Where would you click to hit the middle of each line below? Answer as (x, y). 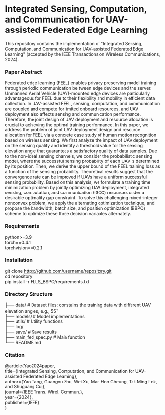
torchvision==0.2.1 (24, 248)
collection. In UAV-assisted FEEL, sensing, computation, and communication (82, 104)
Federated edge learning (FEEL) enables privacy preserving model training (81, 83)
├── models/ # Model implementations (45, 316)
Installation (19, 260)
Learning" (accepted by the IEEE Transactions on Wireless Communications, (82, 54)
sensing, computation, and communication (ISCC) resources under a (75, 192)
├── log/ (14, 326)
